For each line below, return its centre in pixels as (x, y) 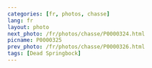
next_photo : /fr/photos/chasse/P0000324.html (76, 34)
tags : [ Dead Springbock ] (44, 54)
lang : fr (20, 21)
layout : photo (29, 27)
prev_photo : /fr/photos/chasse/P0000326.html (76, 47)
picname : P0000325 (35, 40)
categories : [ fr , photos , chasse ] (59, 14)
